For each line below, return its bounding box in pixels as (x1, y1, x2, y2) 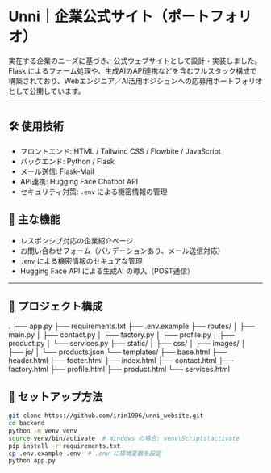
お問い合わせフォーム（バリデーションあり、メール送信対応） (19, 246, 225, 256)
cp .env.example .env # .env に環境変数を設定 (8, 450, 161, 458)
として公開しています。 (8, 86, 85, 95)
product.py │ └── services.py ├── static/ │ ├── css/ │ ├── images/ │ (8, 339, 246, 348)
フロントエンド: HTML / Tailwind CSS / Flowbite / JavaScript (19, 146, 222, 156)
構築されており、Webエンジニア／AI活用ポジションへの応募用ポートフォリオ (8, 76, 263, 86)
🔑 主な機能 (8, 213, 60, 226)
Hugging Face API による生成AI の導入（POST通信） (19, 266, 195, 276)
